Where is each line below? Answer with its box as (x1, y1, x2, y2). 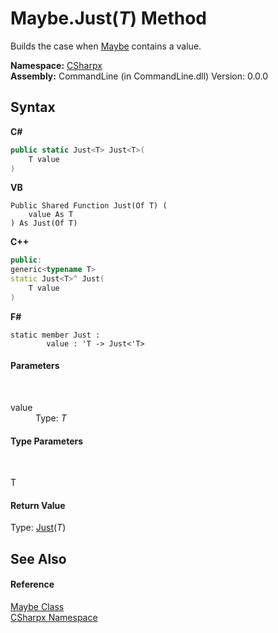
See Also (10, 550, 67, 567)
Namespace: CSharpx (10, 59, 103, 71)
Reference (10, 578, 55, 591)
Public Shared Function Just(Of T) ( (10, 201, 168, 211)
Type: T (35, 412, 67, 424)
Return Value (10, 499, 66, 511)
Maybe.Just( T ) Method (10, 7, 207, 30)
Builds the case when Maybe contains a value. (10, 40, 202, 52)
